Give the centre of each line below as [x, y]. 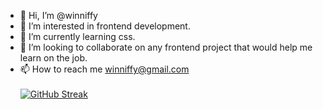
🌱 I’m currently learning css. [77, 36]
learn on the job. [53, 58]
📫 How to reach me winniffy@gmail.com [104, 69]
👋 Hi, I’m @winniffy [58, 15]
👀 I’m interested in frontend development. [105, 26]
